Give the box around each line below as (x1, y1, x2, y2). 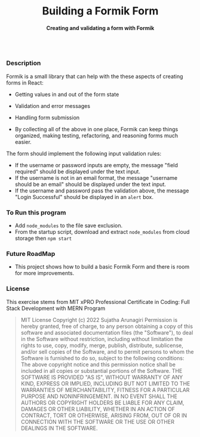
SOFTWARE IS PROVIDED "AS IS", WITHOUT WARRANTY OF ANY (20, 373, 183, 381)
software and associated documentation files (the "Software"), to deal (20, 328, 193, 336)
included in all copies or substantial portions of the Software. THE (20, 367, 183, 374)
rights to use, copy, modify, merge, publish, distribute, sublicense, (20, 342, 183, 349)
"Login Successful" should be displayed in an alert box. (14, 193, 154, 200)
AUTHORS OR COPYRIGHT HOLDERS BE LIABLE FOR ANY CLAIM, (20, 399, 184, 406)
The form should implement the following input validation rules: (6, 150, 162, 157)
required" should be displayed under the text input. (14, 168, 140, 175)
